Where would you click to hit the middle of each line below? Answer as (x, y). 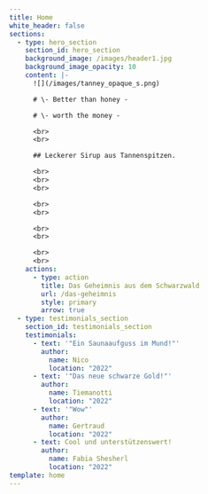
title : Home (31, 17)
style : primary (69, 302)
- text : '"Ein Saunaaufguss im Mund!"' (106, 343)
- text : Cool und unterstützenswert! (102, 443)
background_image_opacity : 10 (81, 67)
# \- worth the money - (77, 115)
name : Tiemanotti (81, 393)
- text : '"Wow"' (62, 409)
